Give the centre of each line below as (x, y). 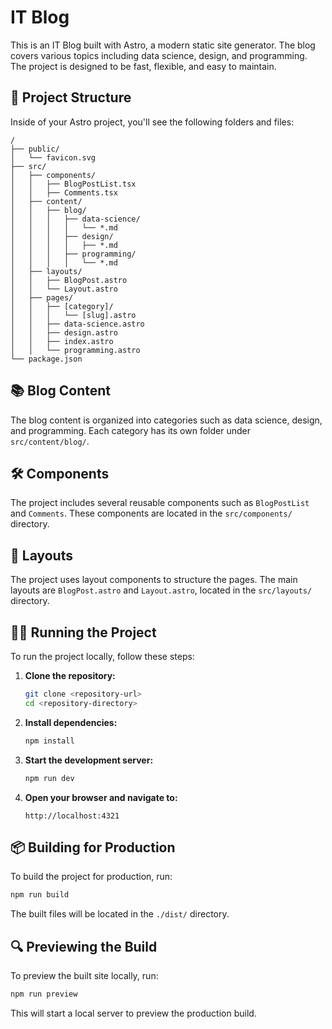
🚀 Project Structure (71, 97)
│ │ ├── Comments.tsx (64, 192)
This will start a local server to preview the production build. (133, 1013)
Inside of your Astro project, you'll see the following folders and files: (152, 122)
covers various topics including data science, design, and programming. (159, 55)
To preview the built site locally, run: (84, 975)
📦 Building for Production (93, 847)
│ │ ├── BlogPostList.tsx (73, 184)
